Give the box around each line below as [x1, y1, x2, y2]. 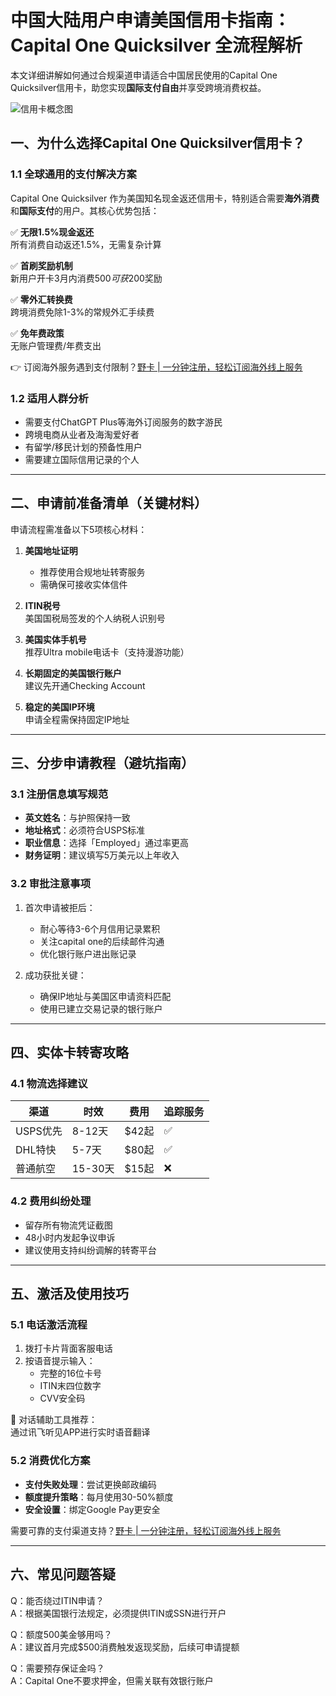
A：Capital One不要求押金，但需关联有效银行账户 [10, 1674, 214, 1686]
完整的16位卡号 [39, 1367, 102, 1380]
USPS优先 [15, 1124, 63, 1138]
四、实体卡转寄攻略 [10, 1044, 129, 1061]
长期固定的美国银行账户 [24, 667, 122, 679]
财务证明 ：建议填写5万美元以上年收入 [24, 849, 180, 861]
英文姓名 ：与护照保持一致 [24, 812, 131, 824]
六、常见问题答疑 [10, 1566, 116, 1583]
